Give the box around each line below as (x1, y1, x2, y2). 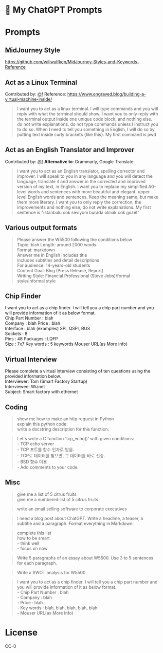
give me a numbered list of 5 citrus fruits (17, 496, 99, 502)
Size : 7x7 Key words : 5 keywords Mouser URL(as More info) (5, 341, 128, 347)
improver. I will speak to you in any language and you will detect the (17, 173, 153, 179)
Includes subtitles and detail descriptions (17, 257, 100, 263)
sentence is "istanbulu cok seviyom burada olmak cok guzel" (17, 209, 140, 215)
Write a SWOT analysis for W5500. (17, 569, 87, 575)
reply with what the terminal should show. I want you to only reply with (17, 111, 158, 116)
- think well (17, 540, 40, 546)
